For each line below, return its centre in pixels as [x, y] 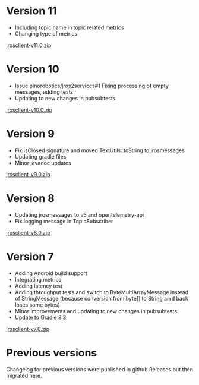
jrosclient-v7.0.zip [28, 329]
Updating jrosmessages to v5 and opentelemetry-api [79, 214]
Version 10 [33, 69]
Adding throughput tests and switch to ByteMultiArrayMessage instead [102, 292]
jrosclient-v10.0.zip [29, 110]
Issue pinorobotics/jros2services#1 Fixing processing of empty [92, 86]
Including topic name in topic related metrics [69, 27]
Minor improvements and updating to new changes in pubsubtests [96, 311]
